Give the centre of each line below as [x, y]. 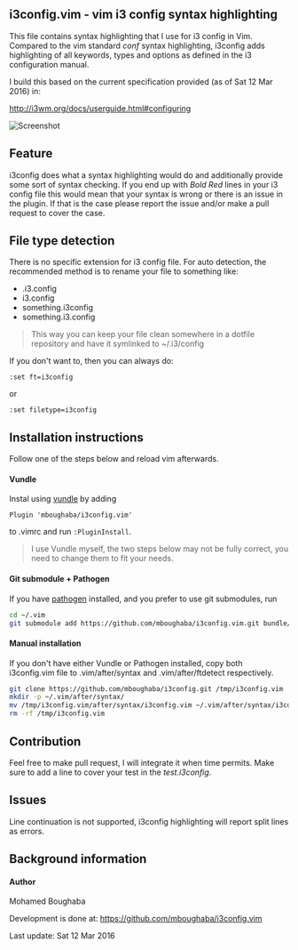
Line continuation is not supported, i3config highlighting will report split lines [149, 821]
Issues [28, 800]
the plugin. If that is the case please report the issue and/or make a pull [139, 203]
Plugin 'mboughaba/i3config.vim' [71, 515]
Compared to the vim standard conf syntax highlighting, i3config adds [137, 45]
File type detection [62, 241]
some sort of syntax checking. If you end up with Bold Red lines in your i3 [144, 184]
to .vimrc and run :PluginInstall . [70, 532]
